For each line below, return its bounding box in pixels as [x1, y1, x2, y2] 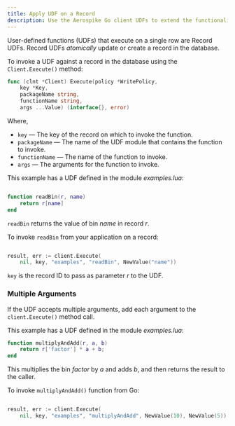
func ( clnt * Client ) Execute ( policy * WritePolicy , [7, 78, 158, 85]
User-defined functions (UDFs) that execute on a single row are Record [7, 36, 213, 44]
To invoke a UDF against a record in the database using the [7, 57, 178, 65]
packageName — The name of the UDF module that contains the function [17, 137, 222, 146]
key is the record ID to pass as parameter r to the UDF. [7, 271, 164, 280]
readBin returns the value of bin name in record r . [7, 219, 150, 228]
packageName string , [20, 91, 80, 98]
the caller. [7, 373, 36, 381]
